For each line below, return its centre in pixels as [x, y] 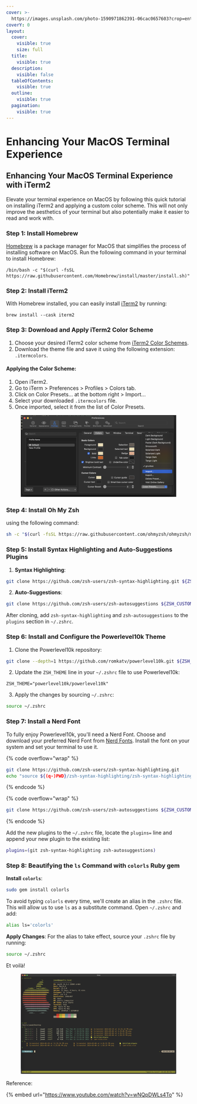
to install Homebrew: [31, 258]
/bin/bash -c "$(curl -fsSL [40, 270]
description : [27, 68]
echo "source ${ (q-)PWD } [36, 776]
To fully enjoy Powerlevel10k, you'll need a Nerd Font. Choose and [86, 734]
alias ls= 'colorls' [30, 925]
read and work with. [30, 218]
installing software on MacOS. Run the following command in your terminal [96, 252]
